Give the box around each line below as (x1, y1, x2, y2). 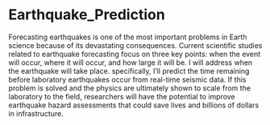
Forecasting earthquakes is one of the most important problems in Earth (8, 32, 247, 42)
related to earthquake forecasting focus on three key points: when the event (8, 49, 261, 58)
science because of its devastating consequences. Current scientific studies (8, 40, 263, 50)
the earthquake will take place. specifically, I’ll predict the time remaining (8, 66, 250, 75)
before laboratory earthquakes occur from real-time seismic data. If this (8, 75, 247, 84)
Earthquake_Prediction (8, 6, 165, 24)
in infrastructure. (8, 108, 64, 118)
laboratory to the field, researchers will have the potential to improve (8, 91, 235, 101)
